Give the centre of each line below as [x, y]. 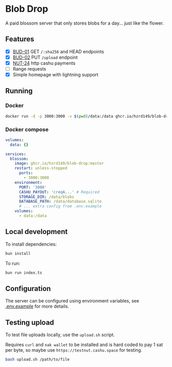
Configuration [28, 288]
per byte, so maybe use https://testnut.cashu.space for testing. [74, 350]
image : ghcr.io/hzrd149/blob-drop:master [59, 164]
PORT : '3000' [33, 187]
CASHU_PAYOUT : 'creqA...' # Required [59, 192]
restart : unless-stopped [41, 168]
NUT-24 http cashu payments [44, 63]
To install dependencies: [31, 244]
